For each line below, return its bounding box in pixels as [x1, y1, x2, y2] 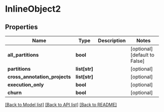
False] [130, 57, 145, 64]
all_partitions [7, 52, 39, 58]
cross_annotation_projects [7, 74, 71, 80]
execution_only [7, 81, 44, 88]
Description [98, 37, 126, 44]
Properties [5, 23, 38, 31]
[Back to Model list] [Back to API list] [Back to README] [5, 102, 117, 108]
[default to [130, 52, 155, 58]
